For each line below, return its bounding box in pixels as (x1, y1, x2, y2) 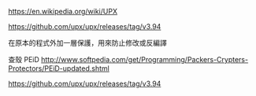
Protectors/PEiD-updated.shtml (8, 64, 110, 73)
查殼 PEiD (8, 55, 39, 64)
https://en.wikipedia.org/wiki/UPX (8, 7, 118, 16)
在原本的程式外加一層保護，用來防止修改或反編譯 (8, 39, 167, 47)
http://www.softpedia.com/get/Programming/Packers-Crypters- (40, 55, 249, 64)
